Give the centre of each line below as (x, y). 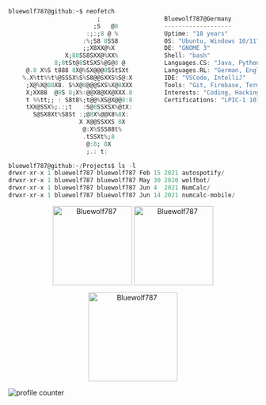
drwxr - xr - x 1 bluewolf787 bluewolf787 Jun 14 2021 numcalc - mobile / (122, 195)
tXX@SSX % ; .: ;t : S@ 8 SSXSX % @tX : (79, 107)
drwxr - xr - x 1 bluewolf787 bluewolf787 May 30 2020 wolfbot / (110, 181)
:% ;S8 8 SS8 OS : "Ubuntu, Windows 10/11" (171, 41)
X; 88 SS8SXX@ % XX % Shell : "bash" (138, 55)
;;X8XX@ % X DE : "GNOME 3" (147, 48)
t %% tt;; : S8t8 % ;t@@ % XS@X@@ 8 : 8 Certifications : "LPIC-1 (136, 100)
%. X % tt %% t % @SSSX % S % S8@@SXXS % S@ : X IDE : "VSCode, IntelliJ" (134, 78)
